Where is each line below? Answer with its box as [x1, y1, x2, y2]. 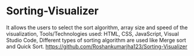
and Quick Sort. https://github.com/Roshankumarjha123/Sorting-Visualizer [6, 43, 188, 50]
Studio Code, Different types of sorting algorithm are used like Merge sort [6, 36, 186, 43]
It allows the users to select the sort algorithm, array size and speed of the [6, 24, 188, 31]
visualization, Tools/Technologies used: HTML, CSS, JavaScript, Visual [6, 30, 179, 37]
